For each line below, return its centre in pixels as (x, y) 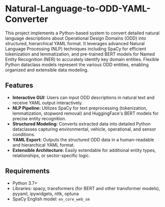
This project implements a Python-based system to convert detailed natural (82, 33)
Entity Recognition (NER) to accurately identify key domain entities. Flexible (82, 59)
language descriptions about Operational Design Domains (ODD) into (76, 38)
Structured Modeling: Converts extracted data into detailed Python (81, 124)
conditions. (24, 134)
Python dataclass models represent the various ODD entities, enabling (77, 65)
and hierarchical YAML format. (43, 145)
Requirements (27, 171)
